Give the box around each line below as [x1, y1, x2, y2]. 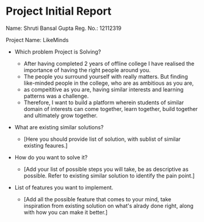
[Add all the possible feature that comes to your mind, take [23, 195, 172, 202]
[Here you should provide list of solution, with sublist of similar [23, 135, 181, 143]
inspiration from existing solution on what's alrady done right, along [23, 202, 194, 209]
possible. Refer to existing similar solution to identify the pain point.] [23, 172, 195, 179]
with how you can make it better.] [23, 209, 108, 216]
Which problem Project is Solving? [14, 48, 101, 56]
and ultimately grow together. [23, 112, 98, 119]
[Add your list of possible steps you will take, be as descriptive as [23, 165, 189, 173]
